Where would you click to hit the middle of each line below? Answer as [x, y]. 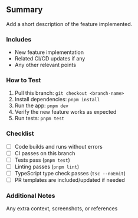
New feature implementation [49, 52]
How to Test [24, 81]
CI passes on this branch [45, 153]
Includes [19, 39]
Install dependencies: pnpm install [57, 100]
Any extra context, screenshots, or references [62, 209]
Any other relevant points [45, 65]
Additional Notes [31, 196]
